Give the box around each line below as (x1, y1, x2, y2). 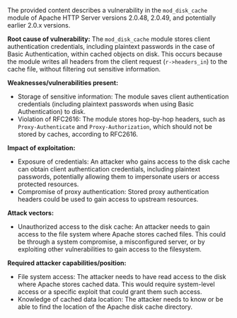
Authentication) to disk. (17, 108, 86, 115)
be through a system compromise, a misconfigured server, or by (17, 237, 205, 246)
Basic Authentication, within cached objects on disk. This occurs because (7, 50, 223, 58)
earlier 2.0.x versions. (7, 21, 71, 29)
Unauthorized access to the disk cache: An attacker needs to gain (17, 222, 210, 231)
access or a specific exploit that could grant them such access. (17, 288, 202, 296)
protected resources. (17, 180, 79, 188)
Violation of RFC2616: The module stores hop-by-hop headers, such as (17, 115, 226, 123)
